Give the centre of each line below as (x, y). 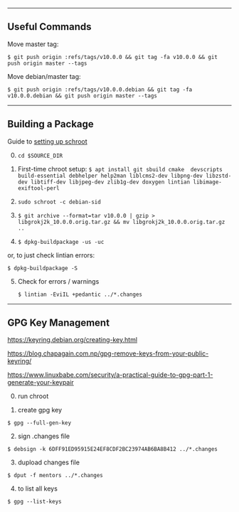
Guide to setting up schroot (47, 141)
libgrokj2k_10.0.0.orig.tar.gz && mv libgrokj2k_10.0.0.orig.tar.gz (121, 222)
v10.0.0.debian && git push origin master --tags (83, 96)
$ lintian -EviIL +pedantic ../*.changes (80, 294)
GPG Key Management (59, 323)
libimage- (207, 182)
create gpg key (40, 410)
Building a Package (51, 124)
